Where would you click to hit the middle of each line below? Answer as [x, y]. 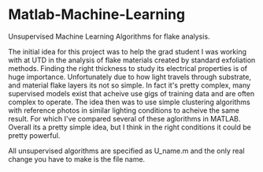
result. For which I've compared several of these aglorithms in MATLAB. [124, 118]
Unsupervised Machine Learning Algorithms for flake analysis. [109, 36]
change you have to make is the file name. [77, 159]
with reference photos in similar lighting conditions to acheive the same [124, 110]
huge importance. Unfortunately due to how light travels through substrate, [130, 77]
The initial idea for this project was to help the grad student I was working [127, 51]
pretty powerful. [34, 135]
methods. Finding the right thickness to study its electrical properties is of [128, 68]
